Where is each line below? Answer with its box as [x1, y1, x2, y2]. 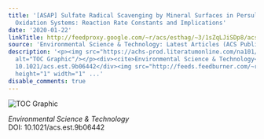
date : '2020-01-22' [8, 26, 72, 34]
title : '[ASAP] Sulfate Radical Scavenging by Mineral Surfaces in [8, 11, 234, 20]
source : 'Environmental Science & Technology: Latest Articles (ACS [8, 41, 237, 49]
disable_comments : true [8, 77, 86, 85]
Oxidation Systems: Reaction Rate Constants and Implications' [15, 19, 226, 27]
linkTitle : [8, 33, 44, 42]
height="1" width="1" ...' [15, 70, 104, 78]
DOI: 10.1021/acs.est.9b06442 [8, 123, 105, 132]
